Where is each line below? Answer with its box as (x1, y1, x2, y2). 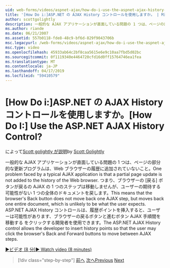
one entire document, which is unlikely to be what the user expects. (5, 201, 146, 207)
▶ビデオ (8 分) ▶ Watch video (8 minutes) (5, 246, 92, 252)
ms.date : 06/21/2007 (5, 31, 49, 36)
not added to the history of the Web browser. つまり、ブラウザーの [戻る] (5, 177, 158, 183)
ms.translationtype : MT (5, 59, 56, 64)
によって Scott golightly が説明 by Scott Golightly (5, 148, 105, 154)
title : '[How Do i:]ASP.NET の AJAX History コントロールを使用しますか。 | (5, 12, 159, 17)
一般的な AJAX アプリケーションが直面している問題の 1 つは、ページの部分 (5, 159, 161, 165)
